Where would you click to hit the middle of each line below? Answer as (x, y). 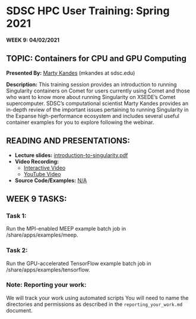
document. (19, 310)
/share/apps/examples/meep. (42, 235)
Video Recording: (37, 161)
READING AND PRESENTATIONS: (68, 141)
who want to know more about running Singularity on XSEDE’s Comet (91, 97)
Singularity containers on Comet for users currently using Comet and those (98, 91)
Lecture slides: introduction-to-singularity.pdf (71, 155)
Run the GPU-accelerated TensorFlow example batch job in (79, 263)
